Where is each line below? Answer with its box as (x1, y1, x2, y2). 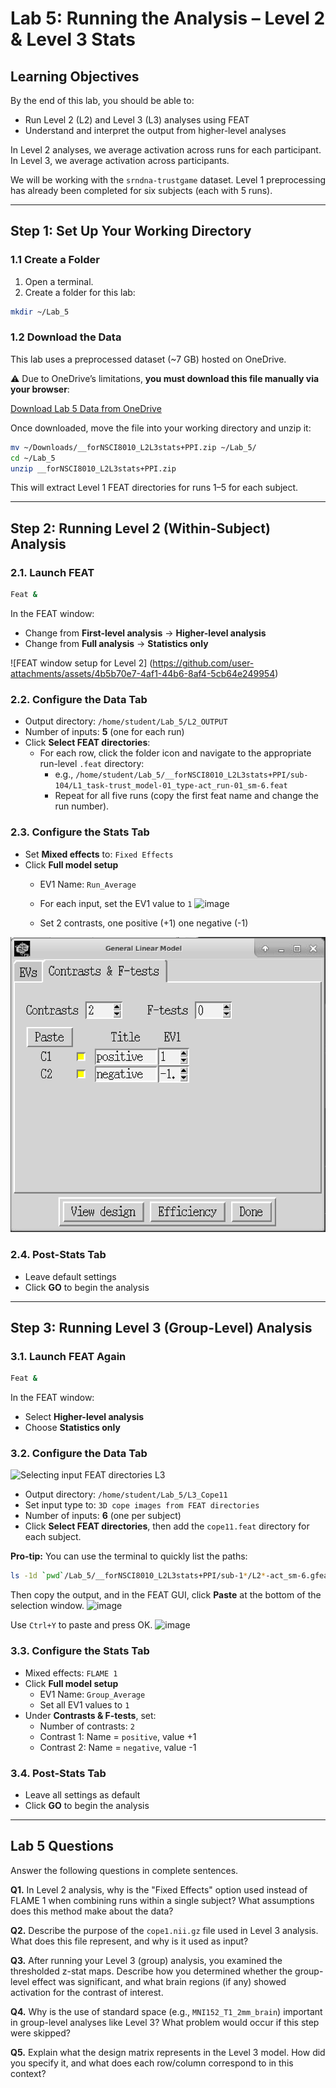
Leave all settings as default (24, 1788, 141, 1801)
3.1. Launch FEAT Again (10, 1349, 127, 1363)
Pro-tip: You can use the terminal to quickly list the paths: (10, 1550, 248, 1562)
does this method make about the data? (10, 1905, 174, 1917)
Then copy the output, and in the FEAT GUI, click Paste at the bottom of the (10, 1589, 322, 1601)
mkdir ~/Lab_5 (10, 307, 70, 317)
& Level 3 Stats (10, 28, 137, 51)
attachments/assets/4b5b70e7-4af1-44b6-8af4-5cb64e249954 (10, 668, 276, 680)
